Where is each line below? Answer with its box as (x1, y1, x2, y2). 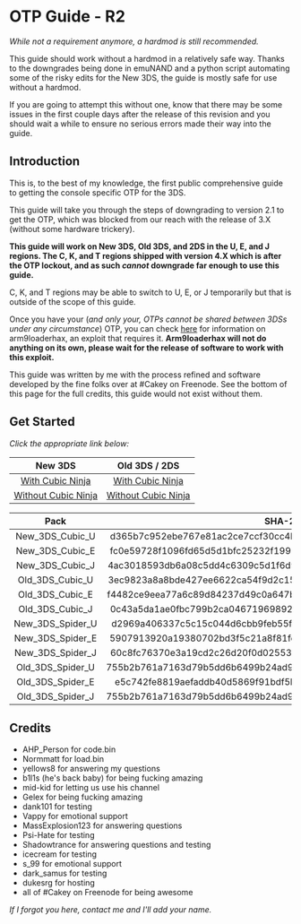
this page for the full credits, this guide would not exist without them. (9, 388, 262, 399)
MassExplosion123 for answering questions (21, 820, 183, 831)
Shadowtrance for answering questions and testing (21, 840, 211, 851)
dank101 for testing (21, 801, 92, 812)
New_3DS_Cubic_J (15, 558, 96, 571)
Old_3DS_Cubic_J (18, 602, 93, 615)
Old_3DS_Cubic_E (17, 588, 94, 600)
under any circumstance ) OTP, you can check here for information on (9, 323, 266, 333)
